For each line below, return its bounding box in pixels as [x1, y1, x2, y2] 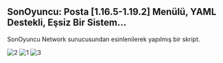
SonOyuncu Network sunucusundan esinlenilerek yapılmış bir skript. [7, 35, 200, 43]
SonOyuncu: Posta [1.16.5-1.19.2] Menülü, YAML [7, 6, 217, 18]
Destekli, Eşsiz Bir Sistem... [7, 17, 127, 29]
